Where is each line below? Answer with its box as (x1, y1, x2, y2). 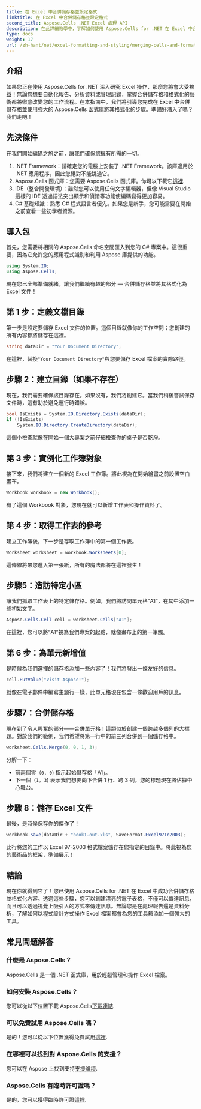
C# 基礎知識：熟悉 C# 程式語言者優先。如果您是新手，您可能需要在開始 (14, 199, 191, 207)
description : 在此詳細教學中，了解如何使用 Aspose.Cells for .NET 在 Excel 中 (6, 25, 193, 32)
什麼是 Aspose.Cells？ (6, 956, 72, 964)
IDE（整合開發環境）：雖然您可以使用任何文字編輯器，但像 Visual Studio (14, 184, 191, 192)
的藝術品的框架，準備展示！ (6, 851, 75, 859)
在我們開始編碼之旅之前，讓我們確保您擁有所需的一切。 (6, 150, 142, 157)
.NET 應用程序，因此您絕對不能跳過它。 (14, 169, 112, 177)
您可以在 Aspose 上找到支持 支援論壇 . (6, 1065, 98, 1072)
